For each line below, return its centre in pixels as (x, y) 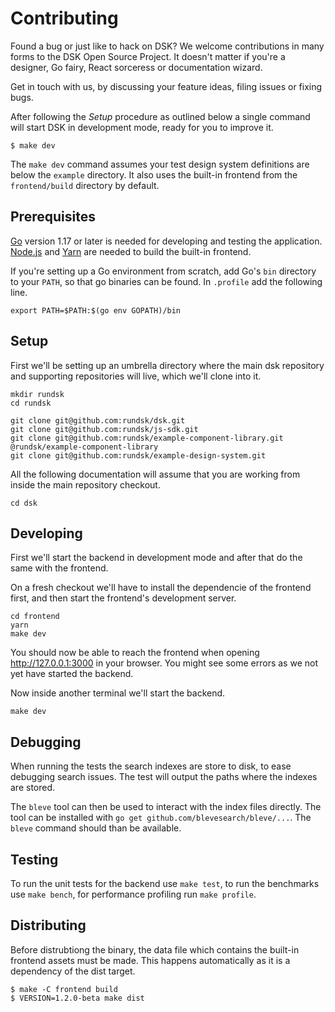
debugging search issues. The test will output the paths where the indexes (164, 777)
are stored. (33, 788)
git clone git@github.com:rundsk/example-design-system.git (138, 455)
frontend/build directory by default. (85, 185)
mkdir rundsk (37, 394)
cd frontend (35, 617)
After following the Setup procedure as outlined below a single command (160, 116)
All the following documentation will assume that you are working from (155, 474)
